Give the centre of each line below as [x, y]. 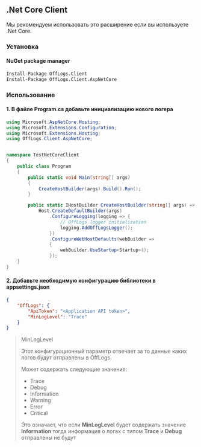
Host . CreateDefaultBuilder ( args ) [80, 211]
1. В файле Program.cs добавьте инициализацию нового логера [90, 109]
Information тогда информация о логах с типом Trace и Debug [101, 431]
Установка [23, 47]
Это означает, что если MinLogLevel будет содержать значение [104, 425]
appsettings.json [28, 287]
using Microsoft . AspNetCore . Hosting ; [54, 122]
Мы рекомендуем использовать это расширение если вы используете [97, 24]
